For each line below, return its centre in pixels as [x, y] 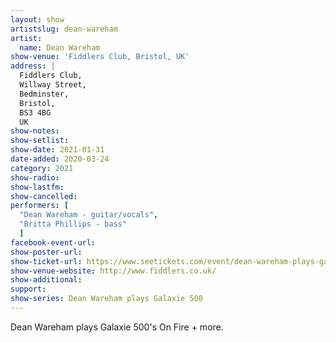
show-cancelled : [44, 196]
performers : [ [40, 206]
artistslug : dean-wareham [64, 29]
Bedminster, [44, 94]
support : [28, 289]
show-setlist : [40, 141]
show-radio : [35, 177]
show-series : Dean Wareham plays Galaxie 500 [106, 299]
